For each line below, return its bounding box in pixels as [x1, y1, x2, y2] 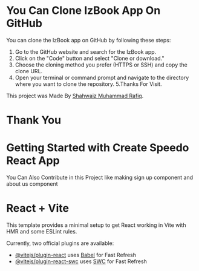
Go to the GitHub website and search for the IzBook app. [15, 48, 157, 55]
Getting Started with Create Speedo [6, 141, 189, 155]
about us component [6, 180, 59, 188]
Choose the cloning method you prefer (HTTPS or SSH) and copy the [15, 61, 188, 68]
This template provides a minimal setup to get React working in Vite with [6, 221, 186, 229]
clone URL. [15, 67, 43, 74]
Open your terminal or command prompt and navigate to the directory [15, 74, 189, 81]
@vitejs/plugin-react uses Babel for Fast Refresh [15, 252, 137, 258]
